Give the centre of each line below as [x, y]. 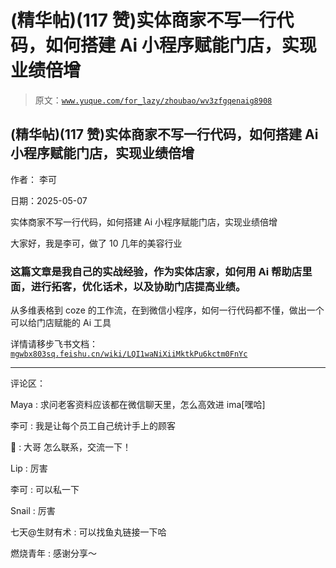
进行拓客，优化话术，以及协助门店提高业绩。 [138, 286]
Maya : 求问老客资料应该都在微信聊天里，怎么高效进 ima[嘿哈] [138, 405]
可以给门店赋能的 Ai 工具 [61, 323]
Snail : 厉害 [33, 511]
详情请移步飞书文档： [54, 344]
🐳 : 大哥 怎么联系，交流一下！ [71, 447]
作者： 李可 [33, 179]
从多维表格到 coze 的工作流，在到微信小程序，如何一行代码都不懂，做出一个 [167, 310]
